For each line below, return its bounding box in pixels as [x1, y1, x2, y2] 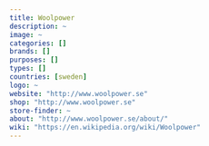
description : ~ [9, 22, 67, 31]
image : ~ [9, 30, 43, 39]
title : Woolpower [9, 13, 75, 23]
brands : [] [9, 47, 51, 56]
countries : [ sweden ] [9, 73, 88, 82]
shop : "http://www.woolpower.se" [9, 97, 136, 107]
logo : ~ [9, 81, 39, 90]
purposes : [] [9, 55, 59, 64]
